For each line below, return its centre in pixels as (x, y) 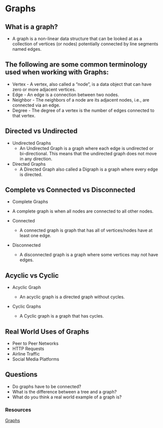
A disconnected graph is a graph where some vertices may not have (89, 255)
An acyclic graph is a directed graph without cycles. (72, 297)
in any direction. (36, 159)
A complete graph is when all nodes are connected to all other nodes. (83, 211)
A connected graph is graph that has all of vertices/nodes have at (86, 230)
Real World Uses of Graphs (47, 332)
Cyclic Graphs (27, 307)
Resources (18, 410)
